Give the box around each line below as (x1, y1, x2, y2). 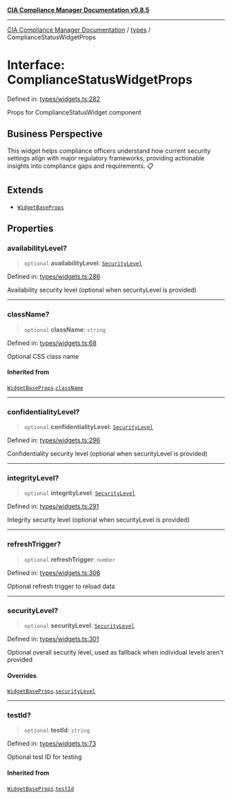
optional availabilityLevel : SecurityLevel (23, 259, 143, 267)
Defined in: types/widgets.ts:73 (7, 740, 97, 748)
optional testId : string (23, 726, 90, 735)
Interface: (7, 57, 66, 73)
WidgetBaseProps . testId (7, 784, 75, 792)
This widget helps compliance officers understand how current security (7, 147, 211, 155)
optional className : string (23, 325, 106, 334)
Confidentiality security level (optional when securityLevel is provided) (7, 449, 208, 458)
